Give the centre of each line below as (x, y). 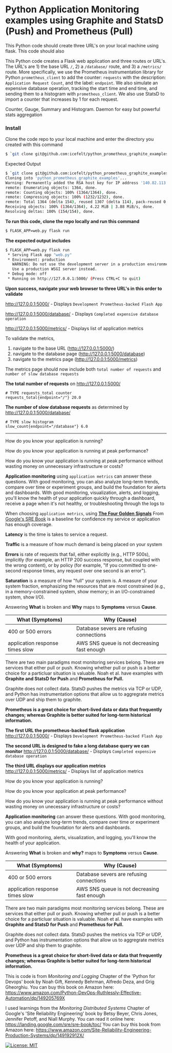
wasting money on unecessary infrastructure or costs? (63, 806)
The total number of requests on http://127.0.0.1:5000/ (63, 384)
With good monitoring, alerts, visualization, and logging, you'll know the (81, 837)
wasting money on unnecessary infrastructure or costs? (64, 466)
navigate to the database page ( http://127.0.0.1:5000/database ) (79, 354)
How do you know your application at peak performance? (66, 791)
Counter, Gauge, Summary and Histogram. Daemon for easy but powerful (83, 109)
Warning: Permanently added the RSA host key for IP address (72, 183)
